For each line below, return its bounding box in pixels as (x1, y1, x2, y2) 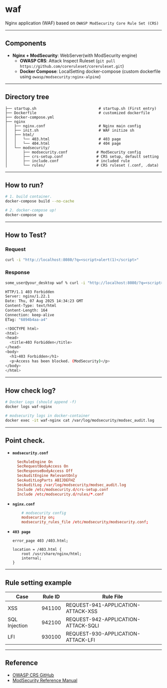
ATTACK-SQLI (66, 622, 99, 629)
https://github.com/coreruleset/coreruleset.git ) (19, 63, 124, 69)
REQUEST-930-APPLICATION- (66, 630, 141, 637)
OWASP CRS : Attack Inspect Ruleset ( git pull (19, 57, 116, 63)
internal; (21, 556, 42, 561)
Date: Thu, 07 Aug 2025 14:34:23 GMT (5, 298, 83, 304)
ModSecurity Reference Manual (12, 677, 78, 683)
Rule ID (42, 593, 60, 600)
